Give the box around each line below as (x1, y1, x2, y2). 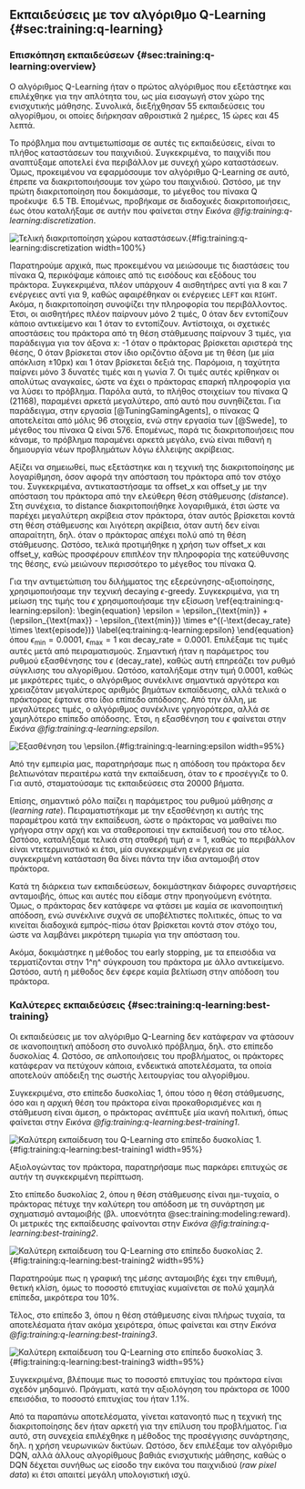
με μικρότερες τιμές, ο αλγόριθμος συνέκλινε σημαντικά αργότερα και (9, 674, 280, 686)
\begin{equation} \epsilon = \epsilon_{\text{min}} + (76, 605, 269, 616)
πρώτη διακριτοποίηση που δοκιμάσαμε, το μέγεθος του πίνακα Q (9, 186, 258, 197)
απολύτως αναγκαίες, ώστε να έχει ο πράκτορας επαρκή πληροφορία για (9, 375, 291, 386)
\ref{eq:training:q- (215, 595, 284, 606)
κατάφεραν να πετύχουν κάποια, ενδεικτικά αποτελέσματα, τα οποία (9, 1060, 272, 1071)
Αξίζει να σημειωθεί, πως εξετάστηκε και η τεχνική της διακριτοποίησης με (9, 461, 295, 472)
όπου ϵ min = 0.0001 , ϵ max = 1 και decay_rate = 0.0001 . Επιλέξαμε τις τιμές (9, 633, 289, 647)
